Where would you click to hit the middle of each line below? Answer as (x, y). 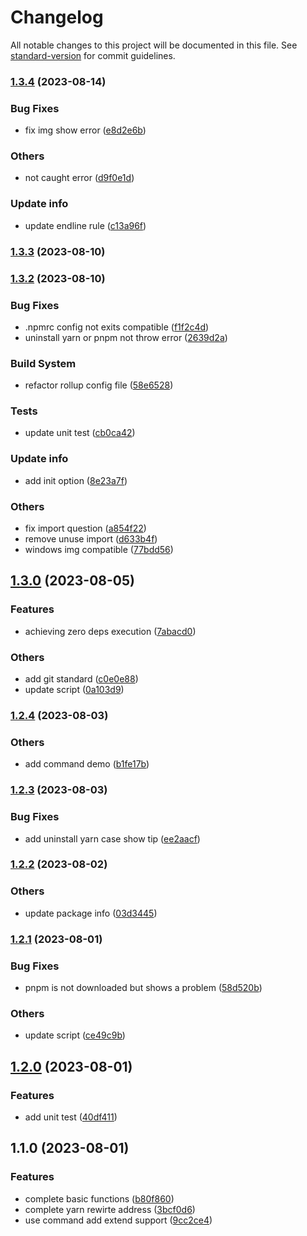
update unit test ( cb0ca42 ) (80, 433)
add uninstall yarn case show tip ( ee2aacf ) (112, 838)
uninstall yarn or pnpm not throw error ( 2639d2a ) (126, 337)
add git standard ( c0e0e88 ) (81, 679)
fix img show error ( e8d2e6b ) (85, 130)
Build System (43, 363)
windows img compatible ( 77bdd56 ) (99, 550)
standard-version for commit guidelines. (93, 55)
